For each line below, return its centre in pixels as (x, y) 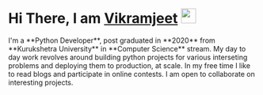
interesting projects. (41, 82)
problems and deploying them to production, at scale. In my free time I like (130, 65)
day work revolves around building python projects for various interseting (128, 57)
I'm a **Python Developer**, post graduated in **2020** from (112, 40)
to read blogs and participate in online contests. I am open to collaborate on (132, 74)
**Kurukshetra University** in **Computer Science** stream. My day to (127, 48)
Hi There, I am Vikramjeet (93, 19)
